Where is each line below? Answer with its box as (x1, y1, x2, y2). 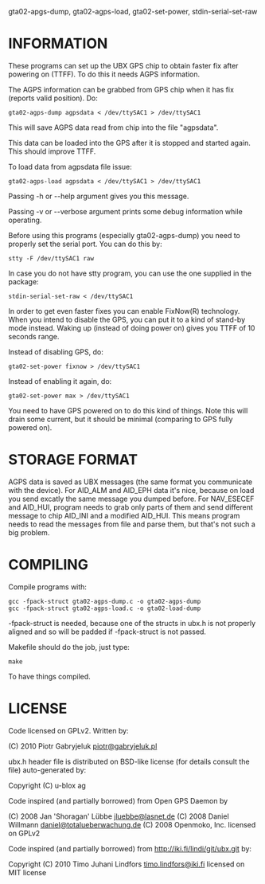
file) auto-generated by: (8, 765, 87, 775)
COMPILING (8, 556, 89, 574)
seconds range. (8, 331, 60, 341)
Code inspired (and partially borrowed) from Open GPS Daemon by (8, 796, 228, 805)
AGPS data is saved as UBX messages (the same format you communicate (8, 477, 253, 487)
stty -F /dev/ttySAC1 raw (8, 254, 94, 262)
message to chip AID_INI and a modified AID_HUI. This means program (8, 510, 240, 520)
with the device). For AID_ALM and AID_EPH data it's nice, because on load (8, 485, 255, 495)
